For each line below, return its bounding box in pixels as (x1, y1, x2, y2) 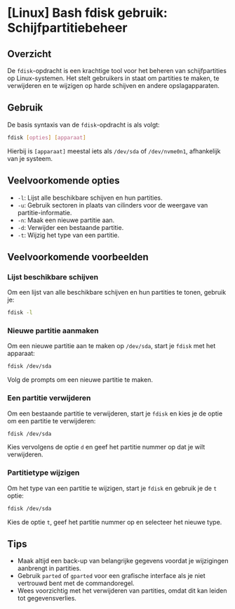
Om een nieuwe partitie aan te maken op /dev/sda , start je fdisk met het (7, 342, 216, 350)
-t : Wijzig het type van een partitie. (17, 231, 120, 239)
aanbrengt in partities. (17, 564, 82, 572)
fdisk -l (7, 309, 33, 316)
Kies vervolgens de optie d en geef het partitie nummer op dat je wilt (7, 443, 206, 451)
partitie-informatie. (17, 208, 72, 217)
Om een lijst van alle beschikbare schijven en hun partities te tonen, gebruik (7, 288, 227, 297)
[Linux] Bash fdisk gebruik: (7, 5, 168, 21)
